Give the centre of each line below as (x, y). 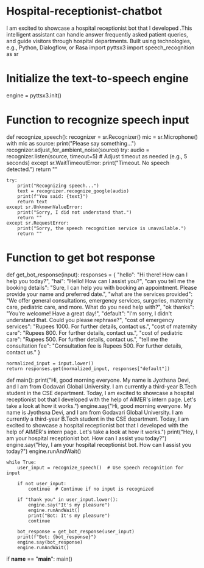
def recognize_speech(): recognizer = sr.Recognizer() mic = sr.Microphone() (102, 137)
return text (32, 202)
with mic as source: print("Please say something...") (71, 143)
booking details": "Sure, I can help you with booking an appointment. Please (102, 287)
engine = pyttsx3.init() (34, 95)
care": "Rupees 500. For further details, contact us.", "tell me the (87, 339)
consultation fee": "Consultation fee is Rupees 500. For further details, (94, 346)
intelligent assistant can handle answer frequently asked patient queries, (97, 34)
